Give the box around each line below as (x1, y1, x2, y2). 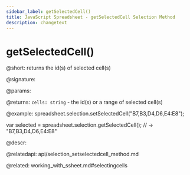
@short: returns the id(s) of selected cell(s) (6, 64, 111, 71)
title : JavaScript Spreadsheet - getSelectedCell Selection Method (6, 14, 176, 20)
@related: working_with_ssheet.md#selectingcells (6, 162, 128, 169)
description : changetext (6, 19, 67, 25)
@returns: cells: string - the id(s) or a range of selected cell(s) (6, 98, 163, 106)
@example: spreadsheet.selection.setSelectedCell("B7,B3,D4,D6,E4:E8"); (6, 110, 185, 117)
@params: (6, 87, 31, 94)
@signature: (6, 76, 36, 83)
